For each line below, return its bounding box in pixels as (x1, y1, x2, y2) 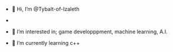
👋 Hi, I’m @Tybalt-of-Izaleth (11, 6, 80, 12)
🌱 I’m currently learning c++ (11, 40, 80, 46)
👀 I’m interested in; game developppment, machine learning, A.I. (11, 28, 168, 35)
